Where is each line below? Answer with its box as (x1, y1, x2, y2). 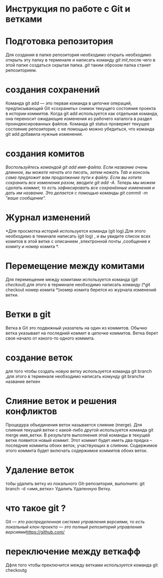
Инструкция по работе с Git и (5, 3, 130, 15)
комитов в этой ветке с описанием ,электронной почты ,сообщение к (5, 238, 151, 244)
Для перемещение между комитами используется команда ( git (5, 276, 138, 282)
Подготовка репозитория (5, 36, 114, 47)
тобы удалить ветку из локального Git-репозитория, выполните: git (5, 481, 145, 486)
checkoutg (5, 567, 27, 573)
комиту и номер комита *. (5, 243, 59, 249)
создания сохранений (5, 84, 100, 95)
